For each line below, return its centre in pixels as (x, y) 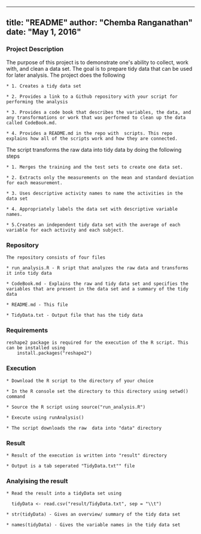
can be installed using (36, 348)
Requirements (27, 330)
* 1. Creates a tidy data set (44, 86)
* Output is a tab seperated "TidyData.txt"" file (71, 466)
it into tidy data (29, 273)
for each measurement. (34, 183)
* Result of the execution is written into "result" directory (87, 455)
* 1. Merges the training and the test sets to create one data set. (95, 167)
